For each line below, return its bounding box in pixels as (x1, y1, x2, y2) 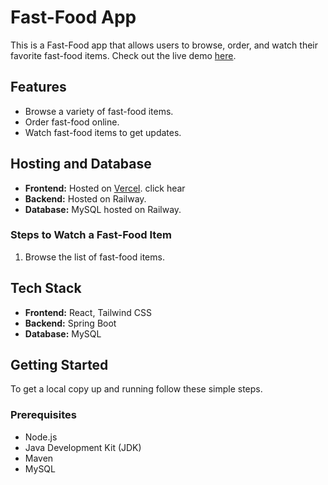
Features (10, 79, 67, 96)
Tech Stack (10, 280, 82, 297)
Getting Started (10, 357, 109, 374)
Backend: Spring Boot (24, 317, 117, 329)
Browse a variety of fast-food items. (24, 105, 174, 117)
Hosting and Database (10, 156, 152, 173)
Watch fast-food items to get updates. (24, 126, 182, 138)
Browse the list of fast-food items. (24, 251, 165, 263)
